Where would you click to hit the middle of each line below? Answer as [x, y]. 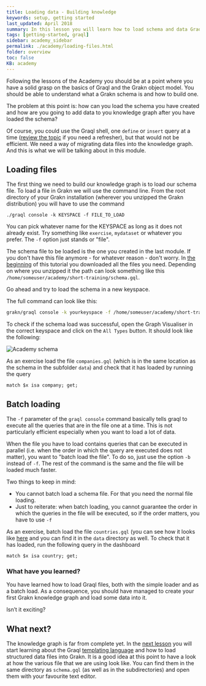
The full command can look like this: [52, 301]
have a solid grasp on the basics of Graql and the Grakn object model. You [100, 87]
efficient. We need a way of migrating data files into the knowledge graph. [100, 144]
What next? [29, 629]
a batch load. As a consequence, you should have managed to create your [100, 591]
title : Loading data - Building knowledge [61, 12]
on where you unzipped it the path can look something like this [86, 271]
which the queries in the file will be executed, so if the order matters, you [107, 513]
